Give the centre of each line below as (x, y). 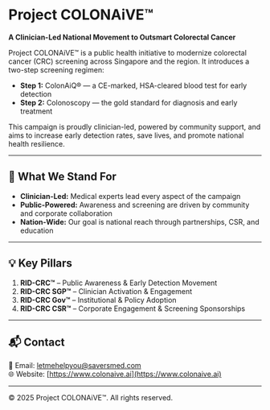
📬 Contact (37, 342)
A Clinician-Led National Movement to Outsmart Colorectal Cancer (122, 37)
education (37, 230)
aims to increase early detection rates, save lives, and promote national (126, 135)
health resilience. (37, 143)
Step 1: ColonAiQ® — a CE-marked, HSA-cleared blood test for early (133, 85)
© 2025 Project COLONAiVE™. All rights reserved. (91, 398)
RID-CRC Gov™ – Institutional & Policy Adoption (98, 300)
